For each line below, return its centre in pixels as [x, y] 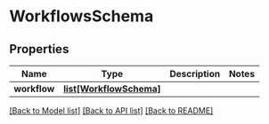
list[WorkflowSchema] [112, 89]
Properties [39, 49]
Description [195, 74]
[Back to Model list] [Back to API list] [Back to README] [111, 111]
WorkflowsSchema [82, 16]
